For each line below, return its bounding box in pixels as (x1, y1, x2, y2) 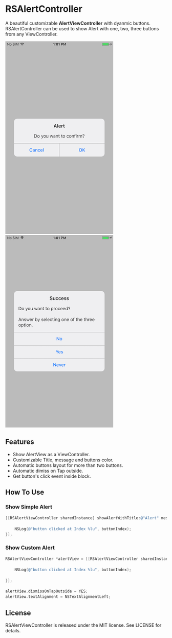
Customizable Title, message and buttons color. (12, 457, 114, 463)
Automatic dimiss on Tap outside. (12, 467, 83, 474)
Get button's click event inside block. (12, 473, 91, 479)
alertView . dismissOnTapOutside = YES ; (5, 589, 88, 594)
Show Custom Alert (5, 544, 55, 551)
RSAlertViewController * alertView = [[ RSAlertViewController (5, 556, 139, 561)
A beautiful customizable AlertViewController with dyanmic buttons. (5, 20, 151, 26)
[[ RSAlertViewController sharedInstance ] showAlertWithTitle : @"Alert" (5, 516, 159, 521)
